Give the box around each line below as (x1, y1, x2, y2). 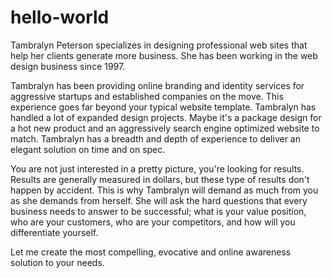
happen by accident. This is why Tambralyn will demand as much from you (10, 184, 319, 196)
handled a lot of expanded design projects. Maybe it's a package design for (10, 111, 322, 123)
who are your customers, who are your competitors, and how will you (10, 216, 296, 228)
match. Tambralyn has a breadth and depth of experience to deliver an (10, 132, 302, 145)
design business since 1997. (10, 60, 126, 72)
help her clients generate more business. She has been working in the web (10, 49, 318, 61)
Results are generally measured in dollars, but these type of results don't (10, 173, 310, 185)
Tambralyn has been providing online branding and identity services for (10, 79, 305, 91)
